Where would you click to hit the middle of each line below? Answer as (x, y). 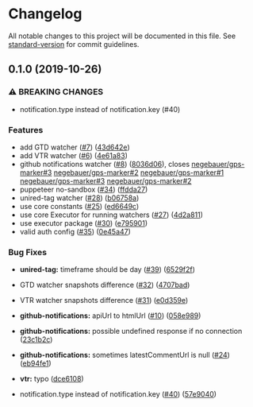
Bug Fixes (28, 252)
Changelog (45, 14)
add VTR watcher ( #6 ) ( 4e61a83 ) (74, 155)
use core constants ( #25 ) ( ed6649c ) (79, 206)
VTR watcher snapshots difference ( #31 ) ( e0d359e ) (104, 300)
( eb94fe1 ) (35, 363)
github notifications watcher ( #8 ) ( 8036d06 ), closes (105, 164)
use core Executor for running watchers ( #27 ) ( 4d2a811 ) (111, 215)
